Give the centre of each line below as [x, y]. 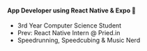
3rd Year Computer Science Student [69, 25]
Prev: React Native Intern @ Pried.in [69, 33]
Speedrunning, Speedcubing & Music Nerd [79, 40]
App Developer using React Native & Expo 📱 [71, 10]
